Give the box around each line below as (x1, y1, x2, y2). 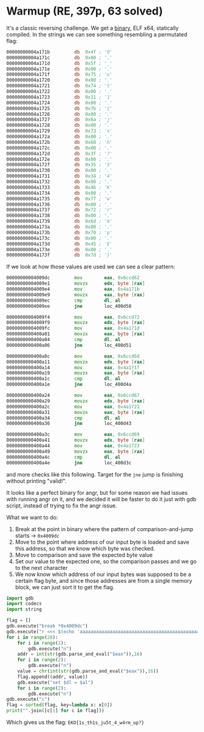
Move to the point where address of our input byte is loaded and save (15, 538, 189, 546)
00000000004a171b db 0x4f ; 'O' (6, 49, 113, 55)
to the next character (15, 564, 68, 571)
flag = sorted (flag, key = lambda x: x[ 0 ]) (6, 702, 113, 708)
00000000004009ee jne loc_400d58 (6, 303, 132, 309)
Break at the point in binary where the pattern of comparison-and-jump (15, 525, 194, 532)
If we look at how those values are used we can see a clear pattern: (6, 263, 175, 271)
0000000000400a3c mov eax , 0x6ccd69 (6, 432, 140, 438)
